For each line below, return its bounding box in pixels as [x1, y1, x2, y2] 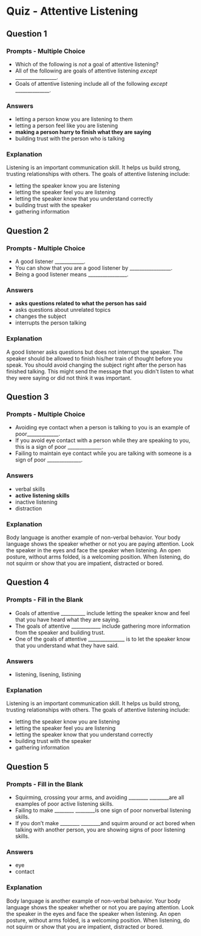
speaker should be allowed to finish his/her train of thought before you [6, 354, 183, 362]
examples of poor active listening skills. [15, 800, 114, 808]
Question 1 [6, 29, 47, 39]
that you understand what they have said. [15, 641, 120, 649]
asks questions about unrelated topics [15, 306, 111, 314]
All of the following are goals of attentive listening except [15, 67, 158, 74]
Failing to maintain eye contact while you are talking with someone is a [15, 449, 192, 457]
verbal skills [15, 485, 46, 493]
